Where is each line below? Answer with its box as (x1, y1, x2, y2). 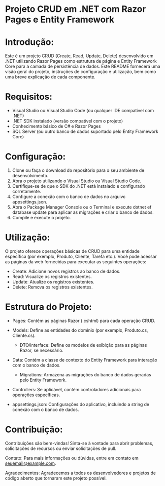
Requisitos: (5, 91, 53, 102)
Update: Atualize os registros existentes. (12, 279, 95, 284)
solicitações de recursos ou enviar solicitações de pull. (5, 445, 117, 451)
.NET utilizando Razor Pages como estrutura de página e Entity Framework (5, 58, 157, 64)
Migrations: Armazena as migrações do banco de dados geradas (19, 371, 151, 377)
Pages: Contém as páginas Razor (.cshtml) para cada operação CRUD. (12, 318, 156, 324)
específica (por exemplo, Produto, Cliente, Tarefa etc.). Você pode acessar (5, 253, 157, 259)
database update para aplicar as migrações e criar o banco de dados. (12, 209, 154, 215)
